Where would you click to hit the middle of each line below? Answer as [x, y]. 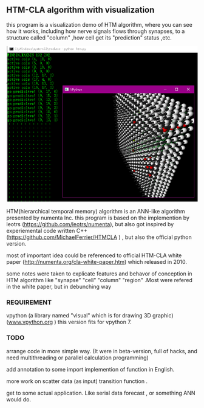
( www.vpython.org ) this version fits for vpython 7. [69, 322]
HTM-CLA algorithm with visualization [80, 10]
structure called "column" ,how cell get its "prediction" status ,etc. [89, 37]
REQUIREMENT [29, 302]
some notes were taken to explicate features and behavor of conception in [99, 274]
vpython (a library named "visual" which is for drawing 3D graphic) [90, 316]
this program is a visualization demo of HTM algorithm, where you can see [99, 24]
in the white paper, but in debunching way [59, 287]
